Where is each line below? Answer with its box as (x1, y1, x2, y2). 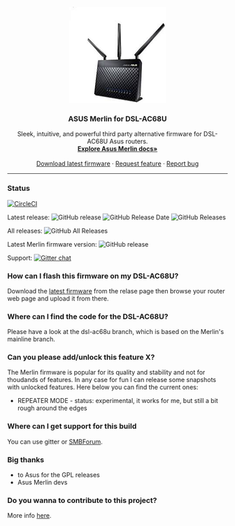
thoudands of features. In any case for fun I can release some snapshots (7, 376, 217, 384)
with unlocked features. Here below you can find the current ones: (7, 383, 199, 391)
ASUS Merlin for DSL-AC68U (68, 114, 167, 124)
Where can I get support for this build (7, 421, 137, 431)
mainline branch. (7, 335, 56, 344)
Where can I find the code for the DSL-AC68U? (7, 312, 169, 321)
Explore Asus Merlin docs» (77, 145, 158, 153)
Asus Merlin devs (17, 478, 68, 487)
